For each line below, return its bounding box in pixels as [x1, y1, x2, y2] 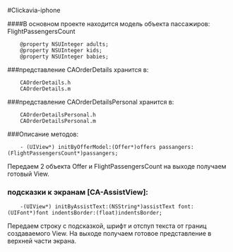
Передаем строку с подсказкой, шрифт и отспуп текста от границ [7, 222, 207, 230]
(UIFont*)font [7, 210, 49, 217]
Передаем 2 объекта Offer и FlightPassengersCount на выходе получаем [7, 162, 227, 170]
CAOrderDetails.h [20, 79, 71, 86]
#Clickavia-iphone [7, 6, 61, 14]
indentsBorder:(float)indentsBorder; [52, 210, 162, 217]
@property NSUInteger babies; [20, 53, 109, 60]
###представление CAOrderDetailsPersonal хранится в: [7, 98, 174, 106]
